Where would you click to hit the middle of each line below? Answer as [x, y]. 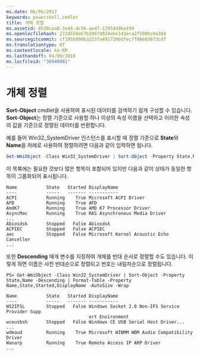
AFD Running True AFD [51, 203]
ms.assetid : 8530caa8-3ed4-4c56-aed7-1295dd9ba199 [70, 28]
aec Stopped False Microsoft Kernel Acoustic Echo [87, 235]
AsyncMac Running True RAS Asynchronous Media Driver [86, 214]
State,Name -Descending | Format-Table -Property [69, 280]
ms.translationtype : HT [36, 45]
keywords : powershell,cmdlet [42, 17]
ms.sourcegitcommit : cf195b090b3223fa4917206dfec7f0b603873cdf [86, 39]
